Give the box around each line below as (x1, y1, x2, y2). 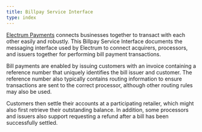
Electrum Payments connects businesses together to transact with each (6, 31, 186, 38)
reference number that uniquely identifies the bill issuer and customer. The (6, 68, 192, 76)
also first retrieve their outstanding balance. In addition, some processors (6, 106, 189, 113)
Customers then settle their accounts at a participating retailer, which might (6, 99, 194, 107)
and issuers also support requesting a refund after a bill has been (6, 113, 169, 120)
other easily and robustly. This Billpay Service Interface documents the (6, 38, 183, 45)
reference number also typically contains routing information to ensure (6, 75, 183, 82)
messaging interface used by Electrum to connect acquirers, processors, (6, 44, 188, 51)
